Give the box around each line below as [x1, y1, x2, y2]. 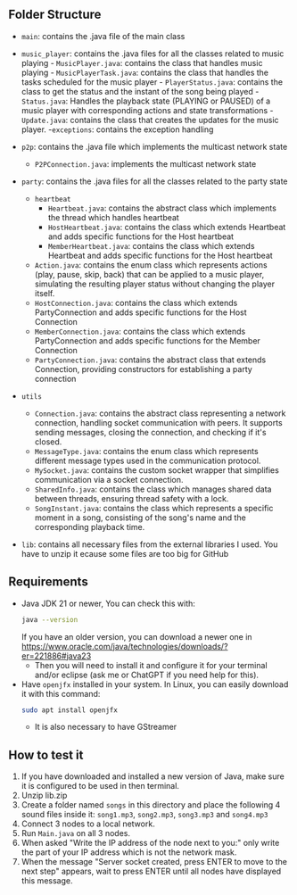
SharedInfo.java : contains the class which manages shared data [34, 484, 272, 494]
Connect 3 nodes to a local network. [21, 818, 155, 829]
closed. [34, 436, 62, 447]
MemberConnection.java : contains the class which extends [34, 326, 246, 336]
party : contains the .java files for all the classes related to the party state [21, 176, 288, 186]
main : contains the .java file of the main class [21, 30, 186, 41]
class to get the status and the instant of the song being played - [21, 86, 260, 96]
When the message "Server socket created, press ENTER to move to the [21, 857, 287, 867]
